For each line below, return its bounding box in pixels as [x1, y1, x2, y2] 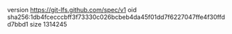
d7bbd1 [7, 20, 29, 28]
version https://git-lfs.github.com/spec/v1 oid [7, 6, 137, 14]
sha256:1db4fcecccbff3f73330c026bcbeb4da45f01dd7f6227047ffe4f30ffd [7, 13, 225, 21]
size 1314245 [29, 20, 68, 28]
